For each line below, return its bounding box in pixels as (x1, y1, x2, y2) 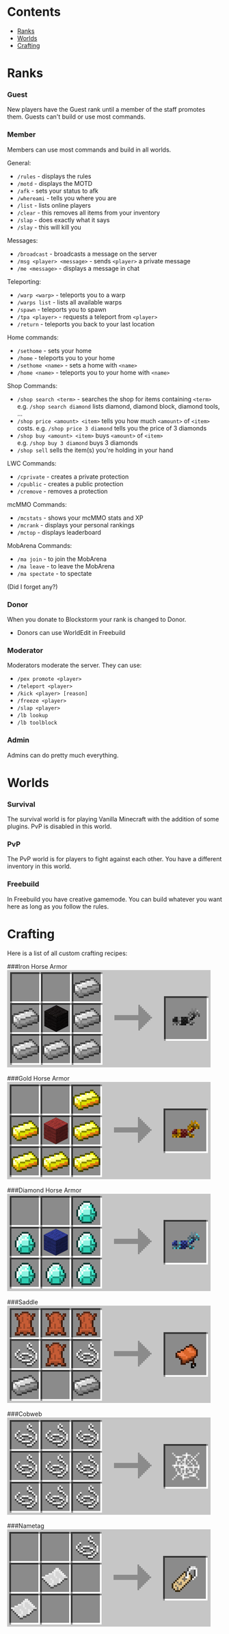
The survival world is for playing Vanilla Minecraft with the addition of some (7, 815, 219, 824)
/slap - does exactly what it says (16, 215, 110, 224)
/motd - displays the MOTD (16, 179, 93, 187)
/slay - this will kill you (16, 223, 82, 231)
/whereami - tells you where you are (16, 193, 117, 202)
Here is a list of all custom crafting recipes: (7, 949, 128, 957)
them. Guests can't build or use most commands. (7, 112, 146, 121)
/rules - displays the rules (16, 172, 92, 180)
